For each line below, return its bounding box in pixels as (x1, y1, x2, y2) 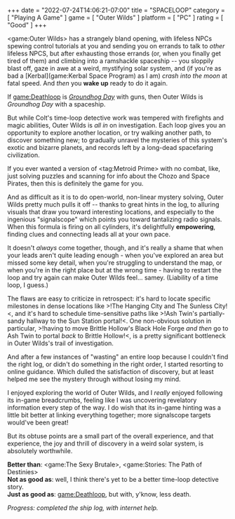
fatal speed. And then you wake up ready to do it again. (7, 79, 168, 87)
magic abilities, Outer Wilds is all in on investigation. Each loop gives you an (7, 121, 226, 129)
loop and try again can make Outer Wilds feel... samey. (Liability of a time (7, 273, 219, 282)
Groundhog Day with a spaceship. (7, 100, 106, 108)
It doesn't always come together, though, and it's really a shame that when (7, 244, 223, 251)
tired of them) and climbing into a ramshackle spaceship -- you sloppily (7, 57, 214, 65)
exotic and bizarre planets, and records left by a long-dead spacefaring (7, 144, 214, 151)
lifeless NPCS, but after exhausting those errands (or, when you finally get (7, 49, 221, 57)
